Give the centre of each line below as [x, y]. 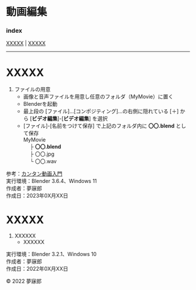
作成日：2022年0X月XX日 [37, 269]
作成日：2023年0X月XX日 [37, 196]
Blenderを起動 [40, 104]
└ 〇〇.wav [43, 161]
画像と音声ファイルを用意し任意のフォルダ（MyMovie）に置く [98, 96]
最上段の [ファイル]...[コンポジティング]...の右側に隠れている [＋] [101, 111]
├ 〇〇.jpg [42, 154]
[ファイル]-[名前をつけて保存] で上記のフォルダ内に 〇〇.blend [99, 126]
